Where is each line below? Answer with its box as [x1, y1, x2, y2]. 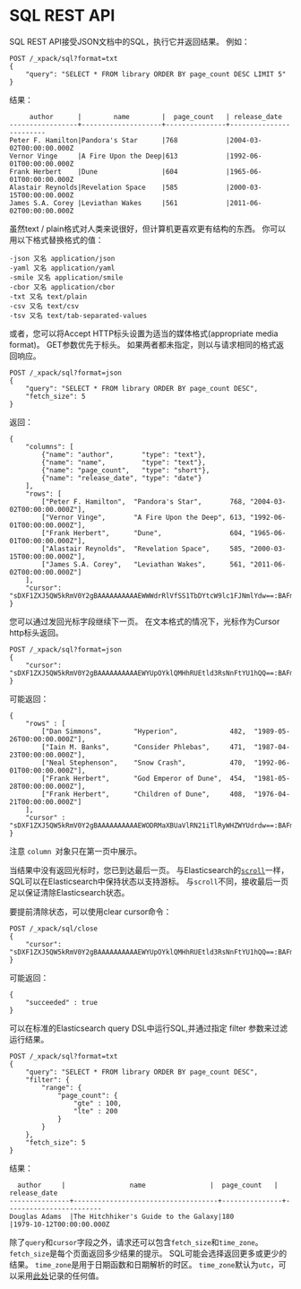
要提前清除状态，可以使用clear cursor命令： [9, 906, 172, 917]
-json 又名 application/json [9, 254, 116, 263]
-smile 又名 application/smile [9, 273, 124, 282]
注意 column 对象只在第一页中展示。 [9, 845, 142, 856]
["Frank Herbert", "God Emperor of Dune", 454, [41, 774, 246, 783]
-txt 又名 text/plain [9, 292, 88, 301]
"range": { [41, 1083, 82, 1092]
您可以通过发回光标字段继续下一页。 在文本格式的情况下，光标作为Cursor [9, 616, 280, 627]
